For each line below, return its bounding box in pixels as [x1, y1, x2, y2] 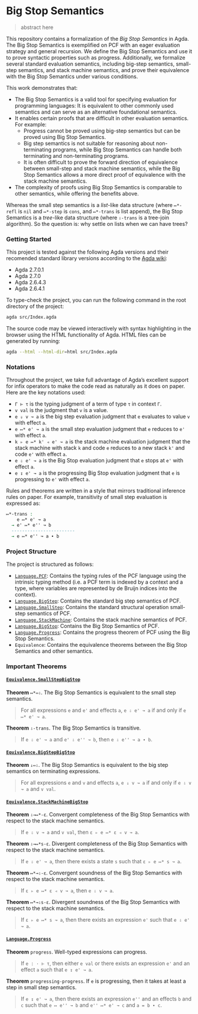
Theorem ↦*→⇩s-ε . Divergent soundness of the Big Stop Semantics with [6, 899, 180, 906]
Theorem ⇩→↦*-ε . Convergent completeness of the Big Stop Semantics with [6, 811, 190, 818]
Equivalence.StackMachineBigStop [6, 799, 89, 805]
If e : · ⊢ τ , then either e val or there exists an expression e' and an [20, 960, 190, 967]
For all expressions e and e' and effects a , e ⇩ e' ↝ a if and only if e [20, 707, 186, 714]
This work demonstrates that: [6, 84, 78, 91]
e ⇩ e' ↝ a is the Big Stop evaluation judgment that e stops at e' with [14, 457, 183, 464]
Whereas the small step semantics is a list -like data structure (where [6, 201, 173, 208]
